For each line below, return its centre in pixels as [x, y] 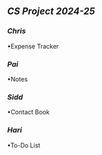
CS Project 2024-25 [51, 11]
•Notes [17, 79]
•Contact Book [28, 112]
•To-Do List [24, 145]
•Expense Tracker [33, 46]
